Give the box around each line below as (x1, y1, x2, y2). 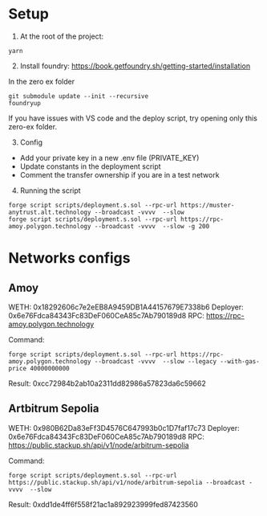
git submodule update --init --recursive (8, 92, 149, 100)
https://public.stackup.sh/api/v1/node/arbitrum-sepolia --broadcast (8, 478, 246, 486)
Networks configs (8, 249, 131, 268)
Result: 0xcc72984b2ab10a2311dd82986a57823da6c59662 (8, 379, 206, 388)
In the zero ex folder (8, 76, 75, 86)
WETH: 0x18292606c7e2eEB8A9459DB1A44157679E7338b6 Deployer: (8, 302, 245, 312)
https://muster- (180, 201, 235, 209)
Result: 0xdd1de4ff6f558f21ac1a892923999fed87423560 (8, 499, 198, 509)
